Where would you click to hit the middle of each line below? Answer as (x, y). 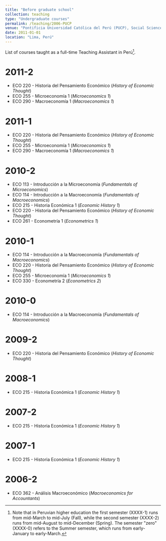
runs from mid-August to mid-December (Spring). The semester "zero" (84, 523)
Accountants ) (26, 498)
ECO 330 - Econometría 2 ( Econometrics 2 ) (57, 281)
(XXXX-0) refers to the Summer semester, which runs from (72, 528)
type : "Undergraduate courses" (37, 19)
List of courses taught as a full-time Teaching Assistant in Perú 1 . (70, 51)
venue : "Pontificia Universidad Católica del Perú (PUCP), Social (75, 28)
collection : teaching (27, 14)
